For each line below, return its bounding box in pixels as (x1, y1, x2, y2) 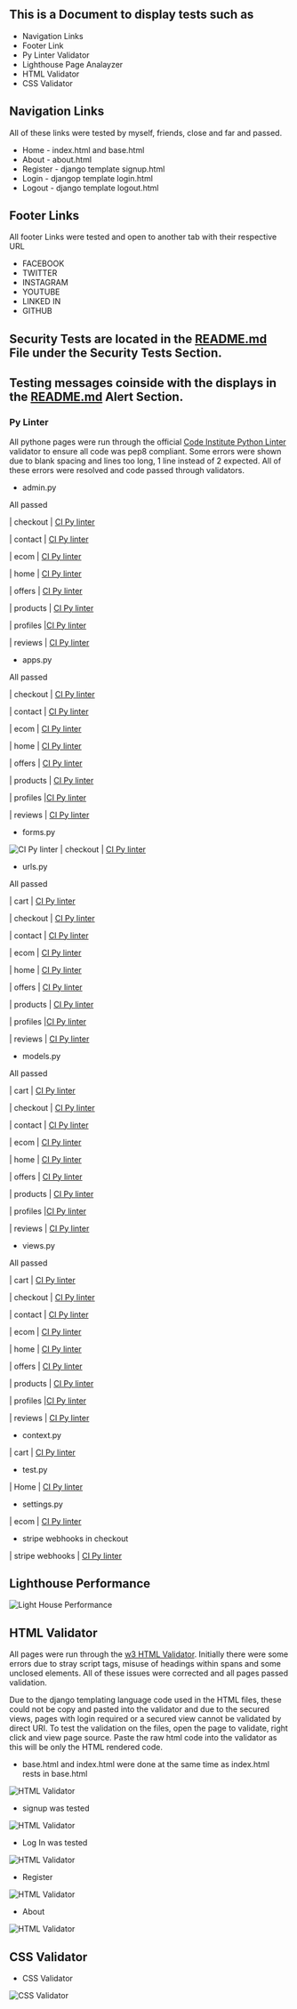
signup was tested (21, 1803, 91, 1813)
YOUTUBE (21, 286, 60, 297)
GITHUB (21, 306, 53, 317)
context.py (21, 1429, 62, 1440)
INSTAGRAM (21, 277, 68, 288)
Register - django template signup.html (21, 164, 165, 174)
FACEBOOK (21, 258, 65, 269)
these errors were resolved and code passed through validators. (9, 464, 245, 475)
